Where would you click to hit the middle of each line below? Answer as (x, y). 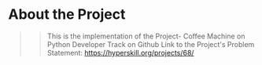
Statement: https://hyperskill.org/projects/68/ (120, 52)
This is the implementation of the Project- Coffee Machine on (146, 36)
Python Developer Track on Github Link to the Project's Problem (151, 44)
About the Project (67, 14)
